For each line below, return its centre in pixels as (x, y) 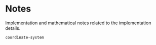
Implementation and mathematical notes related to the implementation (78, 23)
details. (13, 28)
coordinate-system (25, 37)
